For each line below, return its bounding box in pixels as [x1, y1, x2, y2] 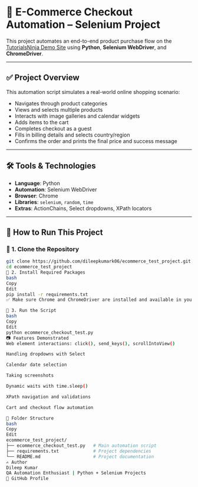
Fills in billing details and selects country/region [14, 131, 130, 138]
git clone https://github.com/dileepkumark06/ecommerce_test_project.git [6, 258, 192, 265]
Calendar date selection [6, 362, 67, 368]
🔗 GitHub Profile [6, 476, 49, 482]
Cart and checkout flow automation [6, 404, 94, 410]
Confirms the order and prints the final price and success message [14, 137, 178, 144]
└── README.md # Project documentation [6, 453, 154, 460]
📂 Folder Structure [6, 415, 54, 421]
